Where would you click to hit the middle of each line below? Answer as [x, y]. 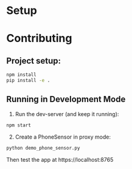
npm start [19, 125]
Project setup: [34, 60]
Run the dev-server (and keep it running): [67, 114]
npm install [21, 75]
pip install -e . [28, 81]
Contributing [39, 39]
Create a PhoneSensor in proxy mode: [63, 137]
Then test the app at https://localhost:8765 [60, 159]
